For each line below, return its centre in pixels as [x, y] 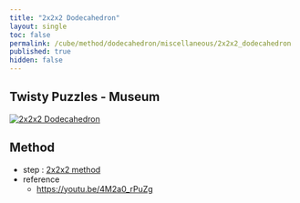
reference [41, 179]
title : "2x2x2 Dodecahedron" [65, 18]
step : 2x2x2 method [62, 169]
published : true [40, 52]
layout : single [38, 26]
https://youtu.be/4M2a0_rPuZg [94, 188]
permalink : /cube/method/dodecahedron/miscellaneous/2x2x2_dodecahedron [150, 43]
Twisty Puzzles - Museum [85, 97]
